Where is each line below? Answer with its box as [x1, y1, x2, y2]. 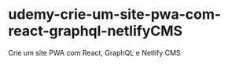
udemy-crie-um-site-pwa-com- [8, 5, 222, 23]
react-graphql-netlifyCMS [8, 22, 183, 40]
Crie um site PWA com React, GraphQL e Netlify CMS [8, 48, 181, 57]
